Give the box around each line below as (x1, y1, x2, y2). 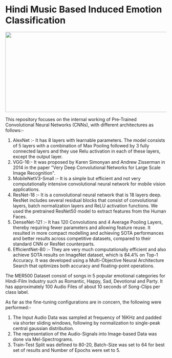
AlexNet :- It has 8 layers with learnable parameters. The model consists (12, 137, 165, 143)
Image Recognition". (12, 169, 56, 176)
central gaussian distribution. (12, 325, 74, 331)
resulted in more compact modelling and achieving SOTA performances (12, 230, 164, 236)
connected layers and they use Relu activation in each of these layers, (12, 148, 161, 154)
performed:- (5, 304, 32, 310)
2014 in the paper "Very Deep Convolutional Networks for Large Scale (12, 164, 161, 171)
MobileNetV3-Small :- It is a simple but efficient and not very (12, 175, 141, 181)
